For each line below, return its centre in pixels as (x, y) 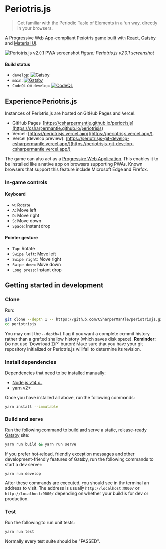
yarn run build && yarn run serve (41, 445)
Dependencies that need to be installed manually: (56, 373)
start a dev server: (24, 465)
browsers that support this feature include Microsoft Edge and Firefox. (77, 169)
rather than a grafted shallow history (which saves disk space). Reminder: (81, 339)
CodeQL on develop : (31, 86)
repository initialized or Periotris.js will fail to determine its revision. (73, 349)
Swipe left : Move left (34, 254)
